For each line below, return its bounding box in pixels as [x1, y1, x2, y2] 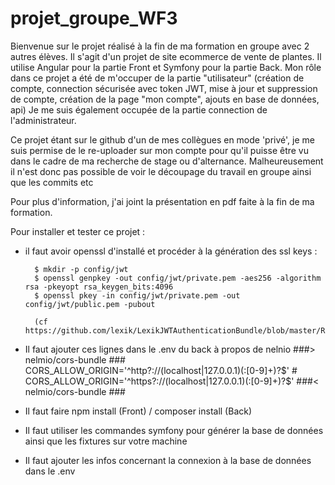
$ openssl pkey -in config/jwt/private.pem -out [34, 290, 241, 301]
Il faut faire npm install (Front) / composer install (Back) [24, 405, 253, 417]
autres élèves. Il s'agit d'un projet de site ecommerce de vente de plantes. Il [10, 50, 322, 62]
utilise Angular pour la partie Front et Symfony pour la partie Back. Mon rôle [10, 61, 322, 73]
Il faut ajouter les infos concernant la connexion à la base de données [24, 454, 312, 466]
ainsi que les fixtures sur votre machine [24, 435, 188, 447]
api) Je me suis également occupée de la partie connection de [10, 103, 268, 116]
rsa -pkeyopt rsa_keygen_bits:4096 [24, 282, 174, 292]
